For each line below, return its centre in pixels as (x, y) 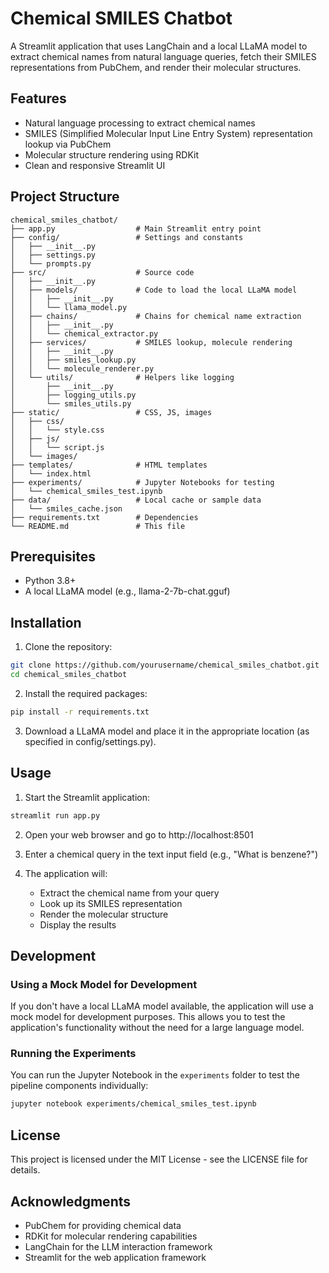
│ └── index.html (51, 473)
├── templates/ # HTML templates (109, 465)
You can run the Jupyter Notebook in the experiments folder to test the (155, 1075)
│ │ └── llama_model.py (69, 307)
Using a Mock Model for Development (104, 984)
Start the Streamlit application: (87, 797)
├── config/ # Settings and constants (127, 237)
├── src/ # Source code (102, 272)
